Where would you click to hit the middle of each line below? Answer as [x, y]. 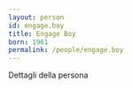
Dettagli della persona [48, 75]
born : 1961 [28, 42]
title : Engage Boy [42, 33]
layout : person [36, 17]
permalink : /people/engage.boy [66, 50]
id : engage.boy [36, 26]
